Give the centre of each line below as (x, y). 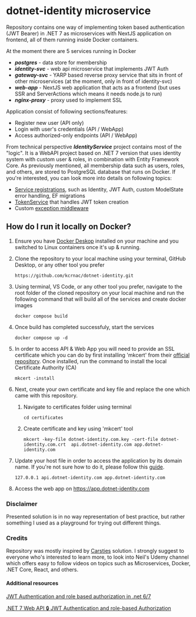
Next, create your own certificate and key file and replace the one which (102, 389)
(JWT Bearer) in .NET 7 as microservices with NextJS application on (89, 33)
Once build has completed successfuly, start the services (84, 327)
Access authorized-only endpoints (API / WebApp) (76, 135)
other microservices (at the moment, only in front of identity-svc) (93, 81)
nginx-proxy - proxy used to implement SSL (68, 100)
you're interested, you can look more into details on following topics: (89, 178)
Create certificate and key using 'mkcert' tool (78, 429)
